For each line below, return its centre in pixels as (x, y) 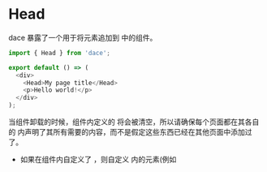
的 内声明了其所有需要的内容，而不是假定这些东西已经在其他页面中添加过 (130, 132)
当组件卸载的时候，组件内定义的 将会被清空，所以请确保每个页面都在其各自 (134, 122)
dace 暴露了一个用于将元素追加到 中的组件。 (83, 37)
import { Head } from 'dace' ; (60, 53)
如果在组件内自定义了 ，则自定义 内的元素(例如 (98, 160)
